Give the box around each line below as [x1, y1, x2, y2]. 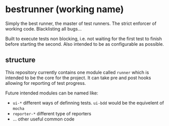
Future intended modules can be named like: [5, 90, 98, 96]
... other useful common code [12, 116, 75, 122]
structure [5, 56, 36, 65]
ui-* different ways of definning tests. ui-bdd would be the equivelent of [12, 100, 164, 106]
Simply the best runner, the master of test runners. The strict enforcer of [5, 20, 157, 26]
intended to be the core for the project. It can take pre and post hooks [5, 75, 151, 81]
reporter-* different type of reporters [12, 110, 91, 116]
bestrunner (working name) [5, 4, 124, 15]
